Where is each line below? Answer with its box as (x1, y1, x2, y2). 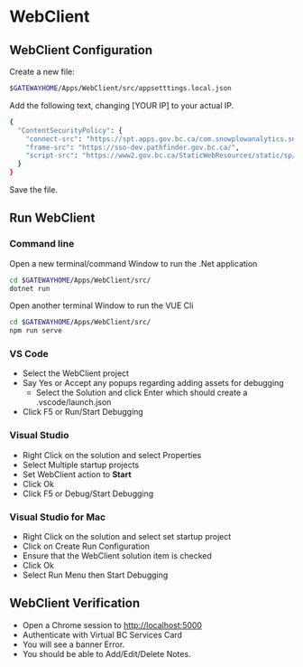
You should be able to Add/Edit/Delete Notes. (22, 648, 191, 659)
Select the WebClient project (22, 368, 129, 379)
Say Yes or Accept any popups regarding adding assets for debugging (22, 378, 284, 389)
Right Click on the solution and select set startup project (22, 531, 232, 542)
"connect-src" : (25, 134, 83, 144)
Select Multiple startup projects (22, 459, 140, 470)
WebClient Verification (9, 596, 141, 611)
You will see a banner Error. (22, 639, 125, 650)
